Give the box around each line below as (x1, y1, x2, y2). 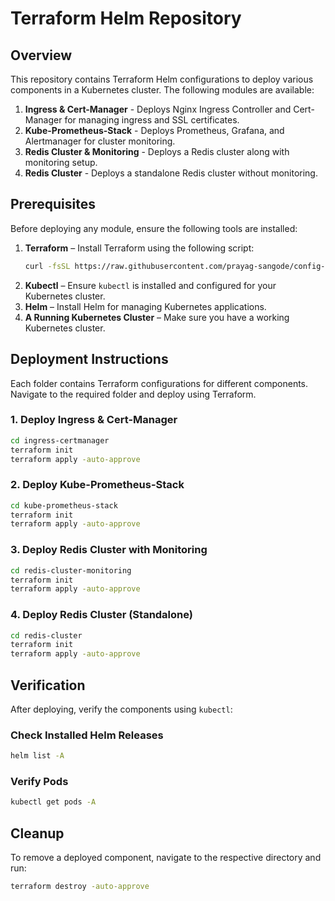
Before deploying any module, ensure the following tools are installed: (10, 222, 298, 234)
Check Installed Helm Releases (10, 728, 164, 742)
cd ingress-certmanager (10, 435, 110, 446)
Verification (10, 677, 86, 694)
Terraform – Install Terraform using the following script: (24, 242, 255, 254)
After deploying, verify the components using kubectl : (10, 703, 233, 715)
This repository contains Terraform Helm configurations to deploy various (10, 73, 314, 85)
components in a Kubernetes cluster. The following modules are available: (10, 84, 315, 96)
